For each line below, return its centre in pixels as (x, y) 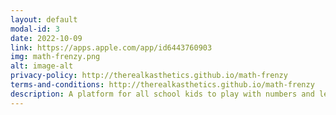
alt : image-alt (42, 66)
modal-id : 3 (35, 29)
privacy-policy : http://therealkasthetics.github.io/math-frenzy (149, 76)
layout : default (44, 19)
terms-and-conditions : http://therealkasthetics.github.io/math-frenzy (162, 85)
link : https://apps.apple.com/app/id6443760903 (111, 47)
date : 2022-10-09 (46, 38)
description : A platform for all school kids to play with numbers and (162, 94)
